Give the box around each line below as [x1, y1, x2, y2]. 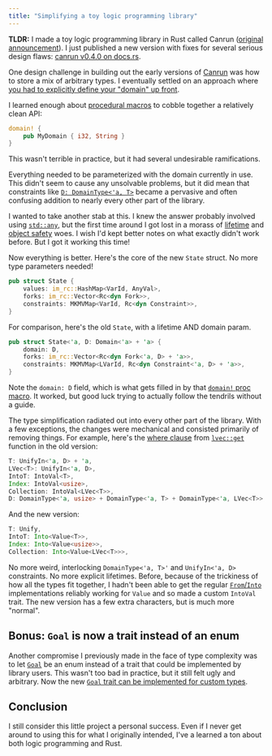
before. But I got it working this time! [8, 237, 131, 247]
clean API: [8, 109, 43, 118]
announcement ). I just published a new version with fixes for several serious [8, 42, 263, 53]
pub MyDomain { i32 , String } [23, 131, 126, 140]
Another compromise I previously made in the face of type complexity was [8, 651, 258, 660]
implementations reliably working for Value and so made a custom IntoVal [8, 588, 257, 598]
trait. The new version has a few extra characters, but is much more [8, 597, 235, 607]
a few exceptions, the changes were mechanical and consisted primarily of [8, 424, 260, 434]
